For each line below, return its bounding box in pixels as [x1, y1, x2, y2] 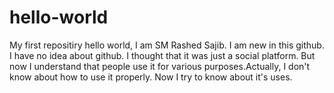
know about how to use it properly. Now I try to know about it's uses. [9, 71, 293, 83]
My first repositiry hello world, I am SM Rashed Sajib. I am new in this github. [9, 39, 325, 51]
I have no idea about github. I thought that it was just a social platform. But [9, 49, 316, 61]
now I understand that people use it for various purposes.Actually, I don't [9, 60, 311, 72]
